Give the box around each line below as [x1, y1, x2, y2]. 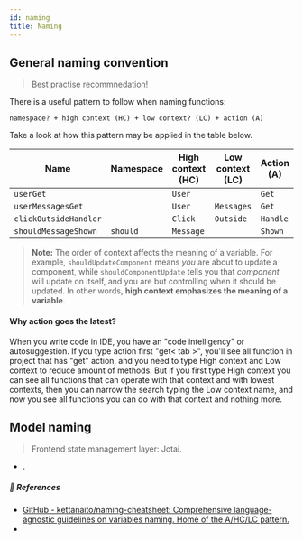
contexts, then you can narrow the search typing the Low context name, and [9, 384, 293, 395]
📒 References [9, 481, 61, 492]
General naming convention [9, 55, 169, 70]
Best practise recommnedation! [31, 79, 149, 90]
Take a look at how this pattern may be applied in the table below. [9, 130, 252, 141]
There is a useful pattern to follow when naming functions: [9, 97, 226, 107]
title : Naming [9, 22, 63, 31]
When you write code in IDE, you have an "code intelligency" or [9, 336, 245, 347]
